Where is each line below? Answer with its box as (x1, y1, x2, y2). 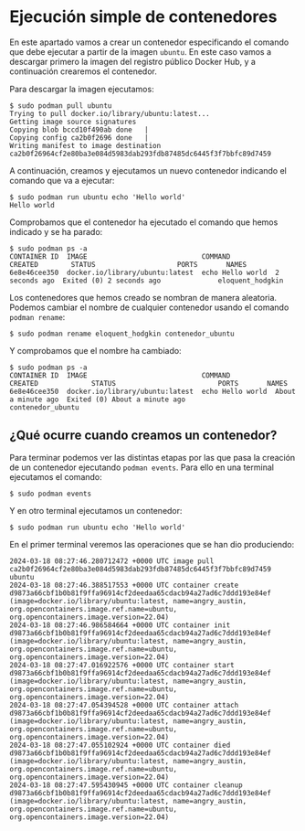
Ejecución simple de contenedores (9, 6, 278, 27)
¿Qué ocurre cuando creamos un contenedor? (9, 428, 278, 443)
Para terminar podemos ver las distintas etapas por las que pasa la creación (9, 452, 296, 463)
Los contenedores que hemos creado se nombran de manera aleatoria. (9, 292, 277, 303)
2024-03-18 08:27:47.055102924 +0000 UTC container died (9, 740, 231, 750)
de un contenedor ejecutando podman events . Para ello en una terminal (9, 462, 274, 473)
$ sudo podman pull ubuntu (9, 101, 112, 111)
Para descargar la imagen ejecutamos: (9, 83, 154, 94)
